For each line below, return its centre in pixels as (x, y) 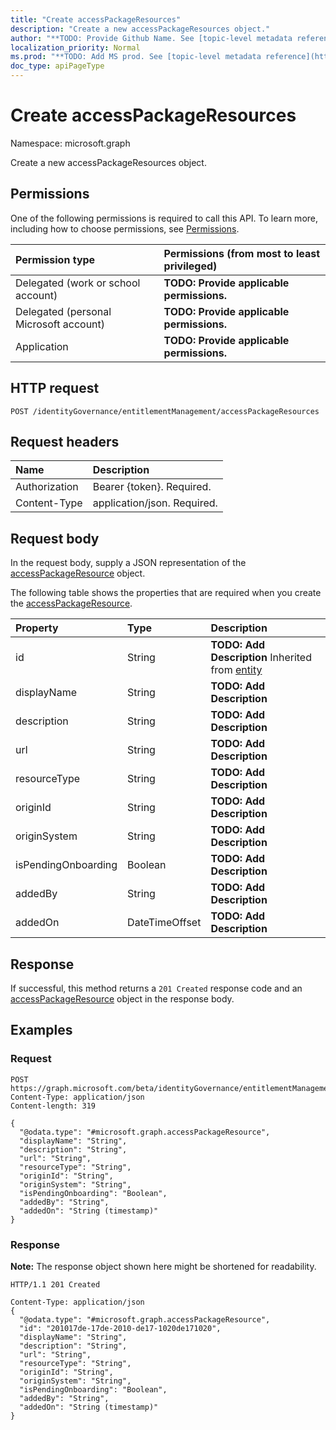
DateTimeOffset (164, 923)
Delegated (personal (63, 311)
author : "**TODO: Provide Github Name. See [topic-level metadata (151, 38)
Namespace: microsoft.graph (70, 143)
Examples (41, 1030)
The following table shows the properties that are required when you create (166, 593)
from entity (236, 670)
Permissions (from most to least (242, 253)
